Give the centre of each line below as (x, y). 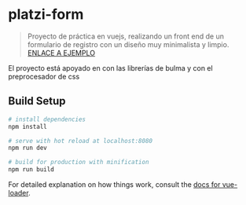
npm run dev (28, 148)
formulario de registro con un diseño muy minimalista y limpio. (128, 44)
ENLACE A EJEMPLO (61, 53)
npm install (28, 126)
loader (18, 193)
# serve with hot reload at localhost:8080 (81, 141)
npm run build (31, 170)
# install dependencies (47, 119)
